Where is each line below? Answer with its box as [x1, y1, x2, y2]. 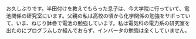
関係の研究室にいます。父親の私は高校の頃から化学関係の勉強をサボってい [11, 12, 191, 19]
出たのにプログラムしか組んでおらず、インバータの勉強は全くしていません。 [6, 27, 190, 34]
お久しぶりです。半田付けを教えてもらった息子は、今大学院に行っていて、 [6, 5, 185, 12]
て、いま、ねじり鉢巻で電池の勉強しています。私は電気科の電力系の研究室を [6, 20, 190, 26]
